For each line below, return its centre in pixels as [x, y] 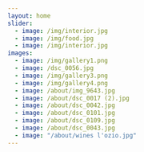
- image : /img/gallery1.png [62, 61]
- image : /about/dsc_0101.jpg [65, 113]
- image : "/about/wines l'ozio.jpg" [76, 135]
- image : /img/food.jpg [54, 38]
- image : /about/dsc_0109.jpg [65, 121]
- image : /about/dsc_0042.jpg [65, 105]
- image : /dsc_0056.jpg [54, 68]
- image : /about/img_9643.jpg [65, 90]
